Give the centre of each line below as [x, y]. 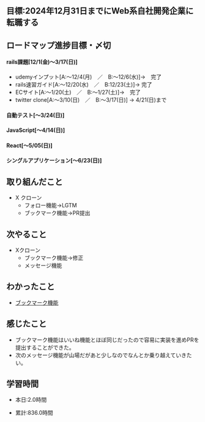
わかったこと [31, 287]
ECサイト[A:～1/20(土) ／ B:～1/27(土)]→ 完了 [78, 92]
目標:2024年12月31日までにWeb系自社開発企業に [100, 11]
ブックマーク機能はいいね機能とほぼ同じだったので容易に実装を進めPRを [107, 340]
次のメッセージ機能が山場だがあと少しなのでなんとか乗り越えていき [101, 355]
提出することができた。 [45, 347]
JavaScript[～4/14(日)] [36, 130]
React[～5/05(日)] [30, 145]
